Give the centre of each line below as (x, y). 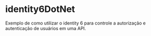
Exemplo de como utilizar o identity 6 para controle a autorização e (75, 23)
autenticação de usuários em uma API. (46, 28)
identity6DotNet (40, 9)
